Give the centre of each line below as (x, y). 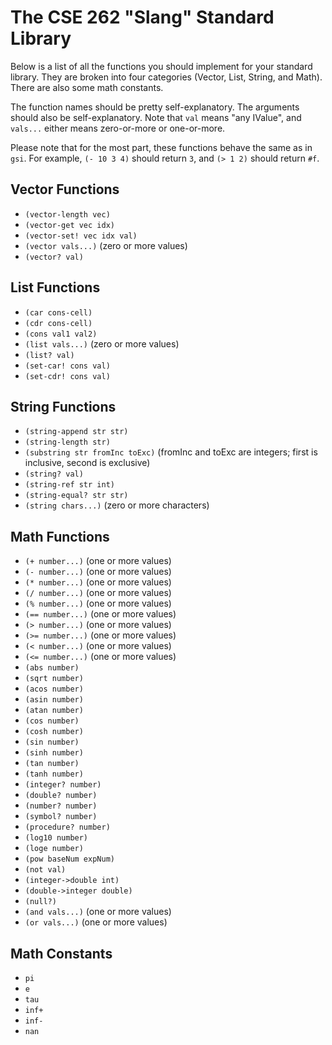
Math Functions (60, 536)
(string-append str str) (76, 432)
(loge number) (54, 849)
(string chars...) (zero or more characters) (117, 505)
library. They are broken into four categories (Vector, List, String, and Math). (166, 77)
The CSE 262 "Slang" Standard (142, 17)
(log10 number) (56, 838)
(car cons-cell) (58, 312)
